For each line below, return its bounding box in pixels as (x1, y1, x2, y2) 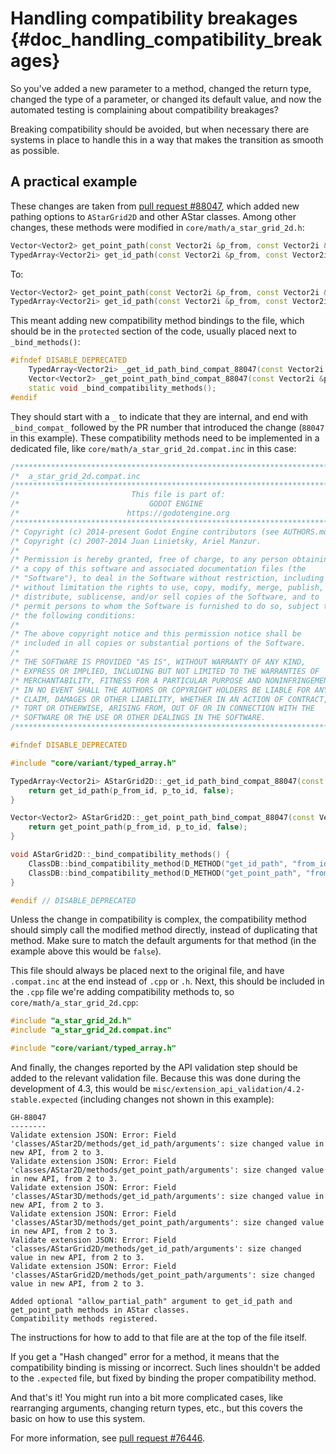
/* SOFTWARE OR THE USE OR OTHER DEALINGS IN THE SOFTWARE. (10, 713, 267, 723)
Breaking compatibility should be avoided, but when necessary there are (10, 123, 310, 135)
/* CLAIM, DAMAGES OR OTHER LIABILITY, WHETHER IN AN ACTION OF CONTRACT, (10, 694, 329, 704)
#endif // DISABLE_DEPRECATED (10, 895, 137, 906)
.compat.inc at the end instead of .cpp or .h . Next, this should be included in (10, 975, 325, 987)
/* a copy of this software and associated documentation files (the (10, 564, 307, 574)
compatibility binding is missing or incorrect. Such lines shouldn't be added (10, 1362, 321, 1373)
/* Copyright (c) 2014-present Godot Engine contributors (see (10, 527, 280, 537)
